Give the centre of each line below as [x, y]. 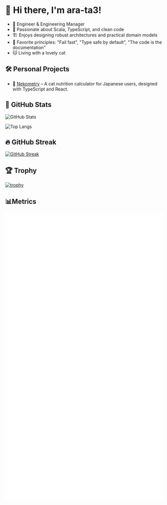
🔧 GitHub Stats [28, 105]
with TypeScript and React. [40, 89]
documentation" [29, 47]
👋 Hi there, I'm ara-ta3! [53, 10]
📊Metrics [21, 201]
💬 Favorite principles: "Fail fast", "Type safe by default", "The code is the [87, 42]
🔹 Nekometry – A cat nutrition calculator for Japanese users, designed [85, 83]
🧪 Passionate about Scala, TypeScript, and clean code [68, 29]
